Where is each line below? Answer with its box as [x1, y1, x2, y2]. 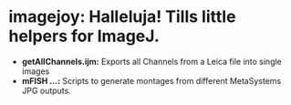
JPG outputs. [21, 85, 72, 96]
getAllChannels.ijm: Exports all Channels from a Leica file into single [21, 56, 282, 67]
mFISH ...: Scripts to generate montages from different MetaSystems [21, 75, 282, 86]
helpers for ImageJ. [8, 26, 161, 47]
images [21, 66, 50, 77]
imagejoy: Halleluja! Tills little [8, 6, 236, 27]
